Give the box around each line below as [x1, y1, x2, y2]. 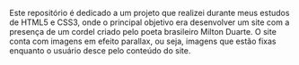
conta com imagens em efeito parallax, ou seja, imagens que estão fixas [9, 36, 277, 46]
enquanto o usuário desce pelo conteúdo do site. [9, 45, 191, 56]
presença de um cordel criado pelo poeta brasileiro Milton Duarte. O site [9, 27, 277, 37]
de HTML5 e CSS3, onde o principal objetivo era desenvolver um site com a [9, 17, 290, 28]
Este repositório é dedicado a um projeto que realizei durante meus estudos [9, 8, 290, 18]
